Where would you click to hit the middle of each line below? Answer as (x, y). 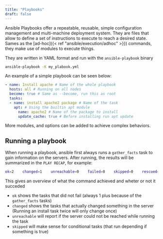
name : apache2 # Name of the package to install (68, 112)
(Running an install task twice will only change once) (65, 211)
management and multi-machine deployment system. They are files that (77, 33)
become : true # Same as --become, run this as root (63, 94)
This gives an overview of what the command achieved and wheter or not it (81, 181)
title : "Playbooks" (25, 9)
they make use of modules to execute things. (50, 48)
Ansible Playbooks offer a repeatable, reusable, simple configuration (73, 28)
